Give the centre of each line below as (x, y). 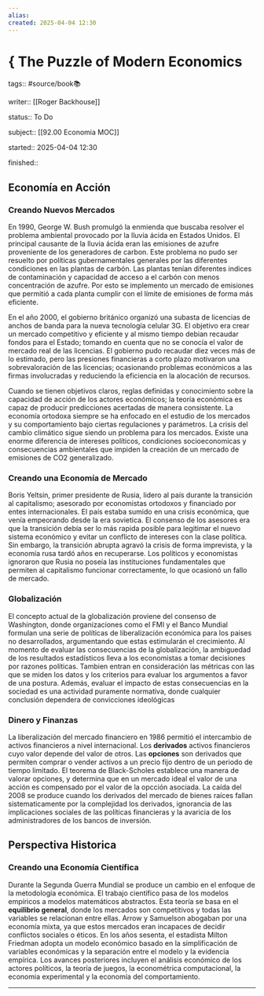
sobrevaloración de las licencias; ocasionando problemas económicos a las (130, 368)
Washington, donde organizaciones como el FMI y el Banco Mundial (118, 624)
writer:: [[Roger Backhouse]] (54, 102)
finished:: (23, 163)
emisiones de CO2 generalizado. (61, 458)
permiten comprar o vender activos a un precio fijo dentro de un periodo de (130, 762)
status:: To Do (31, 117)
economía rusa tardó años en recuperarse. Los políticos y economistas (123, 554)
